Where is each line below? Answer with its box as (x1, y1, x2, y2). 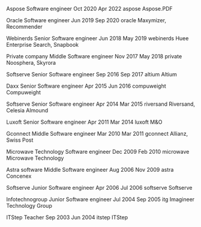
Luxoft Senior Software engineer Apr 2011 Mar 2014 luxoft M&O (6, 118, 163, 126)
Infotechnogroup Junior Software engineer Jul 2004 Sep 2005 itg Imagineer (6, 196, 195, 203)
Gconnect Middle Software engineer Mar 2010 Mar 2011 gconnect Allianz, (6, 130, 188, 137)
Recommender (6, 23, 43, 30)
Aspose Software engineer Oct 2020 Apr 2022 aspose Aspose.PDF (6, 5, 173, 12)
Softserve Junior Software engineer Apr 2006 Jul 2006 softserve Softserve (6, 184, 193, 191)
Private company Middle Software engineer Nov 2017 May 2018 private (6, 53, 182, 59)
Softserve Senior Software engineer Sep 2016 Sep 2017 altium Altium (6, 71, 177, 77)
